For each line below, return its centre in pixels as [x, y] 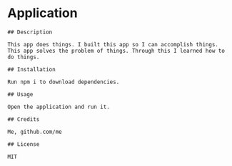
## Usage [20, 94]
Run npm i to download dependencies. [64, 82]
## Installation [31, 69]
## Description [30, 32]
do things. [24, 57]
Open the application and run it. [59, 107]
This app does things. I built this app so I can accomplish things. [113, 44]
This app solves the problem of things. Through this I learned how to [116, 51]
